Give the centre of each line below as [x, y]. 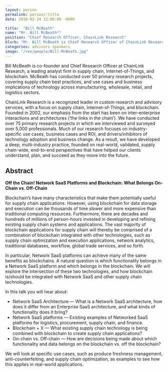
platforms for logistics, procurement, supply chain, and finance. [78, 323]
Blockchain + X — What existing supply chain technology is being [80, 328]
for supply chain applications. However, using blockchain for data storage [81, 203]
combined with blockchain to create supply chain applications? [77, 333]
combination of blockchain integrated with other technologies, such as [78, 235]
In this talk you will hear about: [37, 292]
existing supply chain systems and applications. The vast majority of [76, 225]
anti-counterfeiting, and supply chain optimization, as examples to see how [82, 359]
